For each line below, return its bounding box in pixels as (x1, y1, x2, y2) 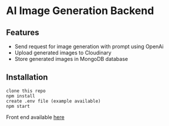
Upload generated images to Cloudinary (14, 49, 111, 56)
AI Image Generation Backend (6, 4, 154, 18)
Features (6, 28, 39, 38)
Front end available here (6, 113, 65, 121)
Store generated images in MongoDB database (14, 56, 128, 62)
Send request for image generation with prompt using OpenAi (14, 43, 164, 50)
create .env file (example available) (6, 98, 101, 104)
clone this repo (6, 88, 46, 94)
